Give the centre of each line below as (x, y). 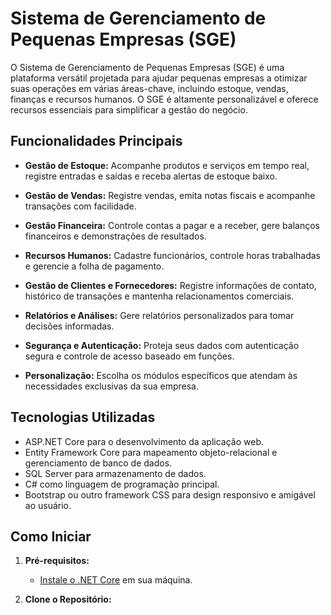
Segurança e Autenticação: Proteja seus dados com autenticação (162, 345)
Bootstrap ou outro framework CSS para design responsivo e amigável (170, 494)
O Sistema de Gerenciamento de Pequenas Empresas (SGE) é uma (147, 67)
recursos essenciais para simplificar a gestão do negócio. (129, 109)
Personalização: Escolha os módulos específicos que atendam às (161, 375)
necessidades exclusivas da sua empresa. (111, 386)
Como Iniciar (51, 536)
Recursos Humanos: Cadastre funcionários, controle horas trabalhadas (172, 255)
